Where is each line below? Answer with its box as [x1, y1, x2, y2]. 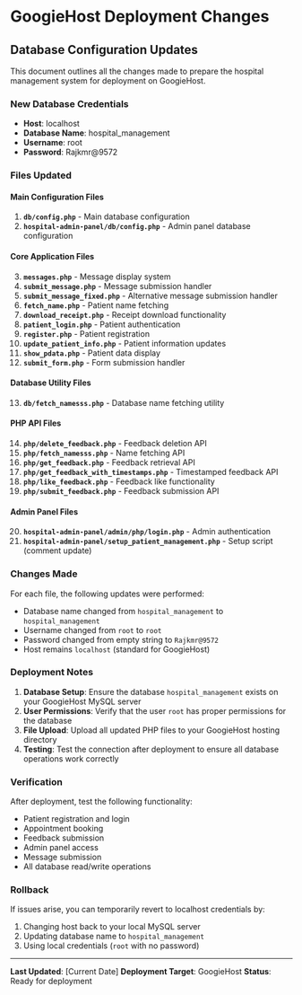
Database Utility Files [10, 377, 92, 388]
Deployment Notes [10, 666, 93, 679]
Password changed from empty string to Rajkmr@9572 [22, 634, 219, 645]
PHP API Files [10, 418, 62, 428]
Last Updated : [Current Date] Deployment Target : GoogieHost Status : [10, 966, 272, 977]
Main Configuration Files [10, 191, 104, 202]
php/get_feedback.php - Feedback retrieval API [22, 457, 195, 468]
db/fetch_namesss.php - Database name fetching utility [22, 397, 225, 408]
